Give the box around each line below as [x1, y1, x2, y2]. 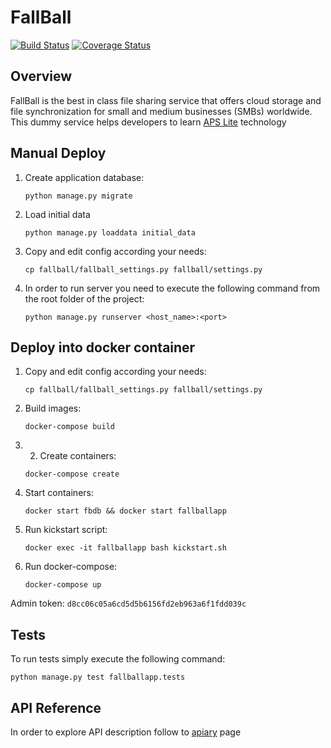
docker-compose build [24, 422, 115, 432]
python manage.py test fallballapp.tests [10, 672, 186, 683]
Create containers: [39, 450, 117, 462]
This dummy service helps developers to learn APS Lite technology [10, 116, 287, 128]
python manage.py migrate [24, 191, 133, 201]
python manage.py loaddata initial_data [24, 227, 196, 238]
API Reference [10, 699, 102, 716]
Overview [10, 68, 73, 85]
